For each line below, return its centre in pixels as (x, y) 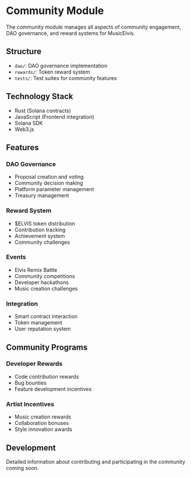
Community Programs (47, 347)
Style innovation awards (43, 429)
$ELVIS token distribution (45, 223)
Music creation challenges (46, 288)
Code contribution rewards (47, 376)
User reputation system (43, 329)
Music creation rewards (43, 417)
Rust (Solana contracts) (43, 110)
